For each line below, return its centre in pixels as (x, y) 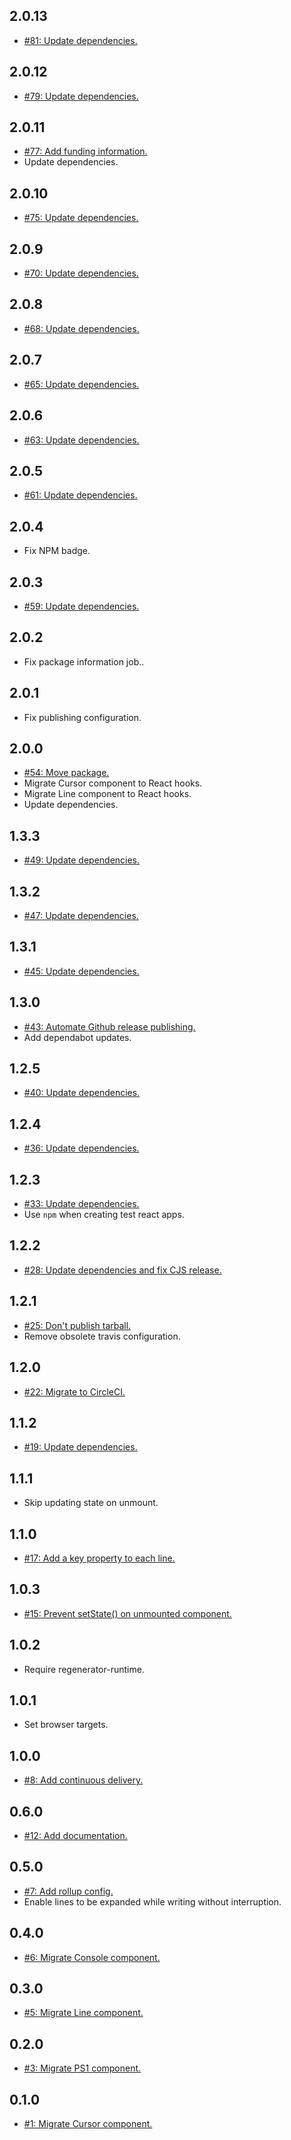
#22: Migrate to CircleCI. (74, 1391)
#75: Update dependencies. (81, 218)
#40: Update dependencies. (82, 1093)
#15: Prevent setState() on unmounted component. (127, 1613)
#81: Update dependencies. (80, 40)
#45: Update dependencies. (81, 971)
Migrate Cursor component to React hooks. (113, 783)
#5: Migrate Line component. (83, 2013)
